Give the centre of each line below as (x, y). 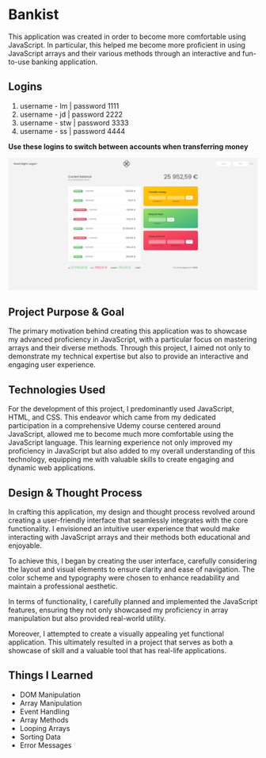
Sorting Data (40, 737)
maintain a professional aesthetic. (63, 586)
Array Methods (44, 720)
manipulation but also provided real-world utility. (87, 618)
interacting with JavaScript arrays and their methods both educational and (129, 537)
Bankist (34, 15)
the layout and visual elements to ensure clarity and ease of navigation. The (131, 569)
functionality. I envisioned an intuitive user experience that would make (124, 528)
